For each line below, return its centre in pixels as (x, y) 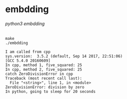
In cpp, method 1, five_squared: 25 (44, 65)
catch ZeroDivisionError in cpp (39, 74)
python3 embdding (25, 23)
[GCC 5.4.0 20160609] (28, 61)
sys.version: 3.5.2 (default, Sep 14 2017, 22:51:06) (64, 57)
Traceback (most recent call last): (44, 79)
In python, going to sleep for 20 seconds (50, 92)
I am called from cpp (28, 52)
